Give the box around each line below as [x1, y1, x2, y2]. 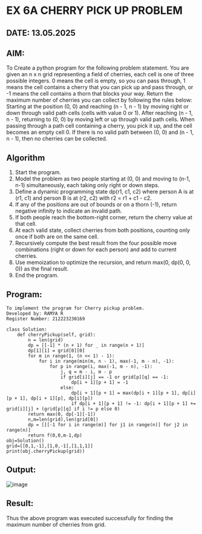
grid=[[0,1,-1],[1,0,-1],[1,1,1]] [6, 443, 94, 449]
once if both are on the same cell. [15, 233, 99, 240]
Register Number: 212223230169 [6, 316, 85, 322]
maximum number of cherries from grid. [6, 521, 106, 528]
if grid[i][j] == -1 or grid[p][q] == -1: [60, 374, 169, 380]
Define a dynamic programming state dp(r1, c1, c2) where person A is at [15, 188, 194, 196]
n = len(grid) [28, 337, 64, 343]
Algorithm [6, 153, 45, 163]
